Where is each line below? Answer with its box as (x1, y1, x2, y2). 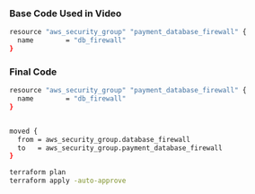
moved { (9, 127, 39, 136)
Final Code (9, 66, 57, 78)
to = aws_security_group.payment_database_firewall (17, 143, 223, 153)
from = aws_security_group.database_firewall (17, 135, 191, 144)
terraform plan (9, 168, 66, 177)
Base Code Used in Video (9, 7, 122, 20)
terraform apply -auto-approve (9, 176, 127, 186)
